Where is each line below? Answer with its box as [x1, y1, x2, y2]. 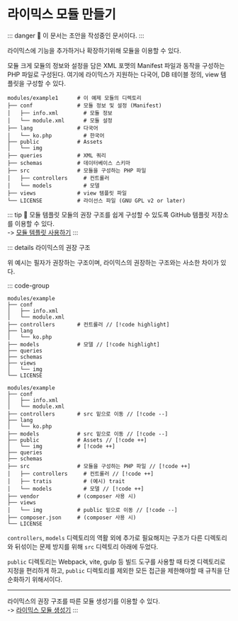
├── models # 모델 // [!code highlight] [7, 341, 161, 348]
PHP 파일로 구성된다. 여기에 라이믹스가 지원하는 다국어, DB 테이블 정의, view [7, 70, 220, 79]
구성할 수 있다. [25, 79, 66, 87]
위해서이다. [31, 575, 62, 583]
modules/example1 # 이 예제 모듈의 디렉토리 [7, 94, 142, 101]
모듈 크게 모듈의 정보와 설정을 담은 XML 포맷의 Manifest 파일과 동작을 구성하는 [7, 61, 225, 69]
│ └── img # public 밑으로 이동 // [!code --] [7, 506, 178, 513]
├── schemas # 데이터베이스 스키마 [7, 159, 131, 166]
